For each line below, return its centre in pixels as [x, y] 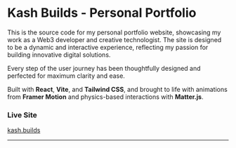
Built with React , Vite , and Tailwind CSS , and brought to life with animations [118, 89]
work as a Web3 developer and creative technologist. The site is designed [114, 39]
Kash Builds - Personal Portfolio [102, 13]
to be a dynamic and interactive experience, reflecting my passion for [108, 47]
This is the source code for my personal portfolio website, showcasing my [114, 32]
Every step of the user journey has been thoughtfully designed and [104, 68]
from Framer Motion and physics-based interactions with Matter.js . [105, 97]
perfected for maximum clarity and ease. [66, 76]
